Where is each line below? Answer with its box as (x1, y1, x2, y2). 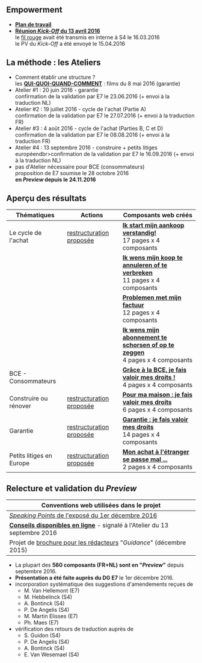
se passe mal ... (122, 455, 168, 464)
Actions (80, 211, 103, 219)
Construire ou (9, 394, 48, 403)
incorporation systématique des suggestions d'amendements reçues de (14, 581, 194, 588)
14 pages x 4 (122, 431, 161, 439)
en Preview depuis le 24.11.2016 (14, 176, 96, 183)
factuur (122, 301, 144, 310)
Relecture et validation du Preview (6, 483, 137, 493)
